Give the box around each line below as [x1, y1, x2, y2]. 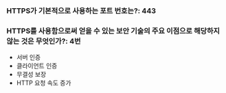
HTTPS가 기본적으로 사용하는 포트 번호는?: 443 [6, 5, 156, 15]
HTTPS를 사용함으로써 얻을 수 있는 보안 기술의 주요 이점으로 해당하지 [6, 26, 221, 36]
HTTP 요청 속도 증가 [16, 79, 71, 87]
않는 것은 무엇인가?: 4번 [6, 36, 81, 46]
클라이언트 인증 [16, 62, 58, 70]
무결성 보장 [16, 70, 47, 79]
